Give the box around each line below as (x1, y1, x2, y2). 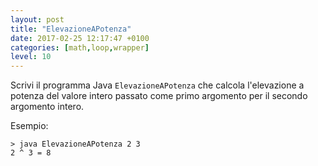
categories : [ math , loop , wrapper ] (10, 42, 150, 53)
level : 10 (10, 52, 52, 62)
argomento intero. (10, 101, 85, 113)
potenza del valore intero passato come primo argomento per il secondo (10, 90, 308, 102)
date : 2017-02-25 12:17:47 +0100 (10, 33, 150, 43)
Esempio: (10, 120, 49, 132)
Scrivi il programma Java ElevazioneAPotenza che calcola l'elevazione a (10, 79, 305, 91)
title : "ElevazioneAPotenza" (10, 24, 132, 34)
